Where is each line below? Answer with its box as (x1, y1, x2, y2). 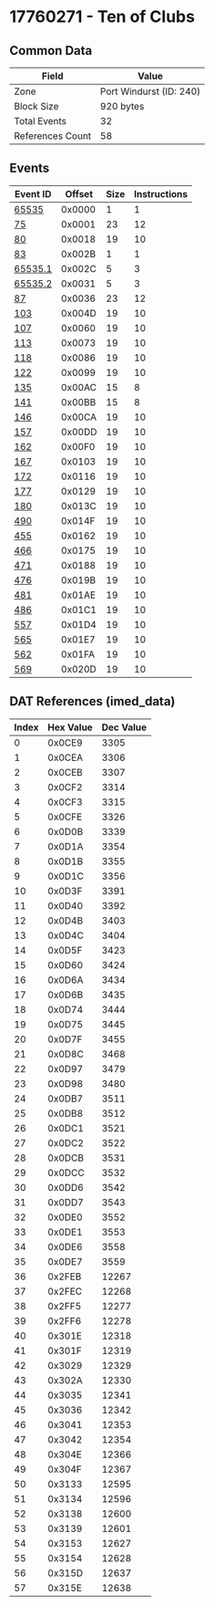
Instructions (133, 187, 189, 200)
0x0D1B (47, 855, 84, 868)
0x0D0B (47, 825, 84, 838)
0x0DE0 (47, 1211, 84, 1224)
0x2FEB (47, 1270, 82, 1283)
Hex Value (47, 721, 93, 734)
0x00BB (60, 395, 97, 408)
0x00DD (60, 425, 97, 438)
